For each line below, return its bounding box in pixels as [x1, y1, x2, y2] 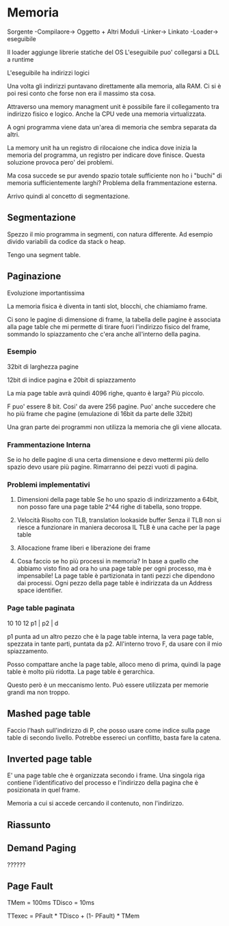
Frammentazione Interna [7, 440, 91, 450]
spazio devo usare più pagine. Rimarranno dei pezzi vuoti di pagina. [7, 463, 198, 471]
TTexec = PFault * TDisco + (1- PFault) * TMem [7, 912, 140, 920]
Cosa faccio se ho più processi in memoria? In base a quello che [16, 557, 199, 565]
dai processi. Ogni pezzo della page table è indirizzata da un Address [16, 579, 213, 587]
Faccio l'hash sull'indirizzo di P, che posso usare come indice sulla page [7, 726, 211, 734]
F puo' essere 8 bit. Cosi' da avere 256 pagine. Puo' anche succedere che [7, 402, 216, 411]
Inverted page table [7, 753, 92, 765]
